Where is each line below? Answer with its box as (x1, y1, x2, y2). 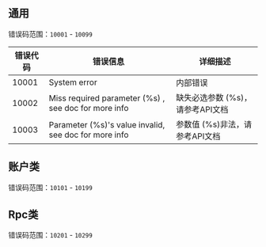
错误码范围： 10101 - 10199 (8, 182, 93, 192)
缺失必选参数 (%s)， (175, 92, 252, 103)
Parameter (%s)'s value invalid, (48, 119, 165, 130)
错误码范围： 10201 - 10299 (8, 230, 93, 240)
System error (48, 77, 97, 88)
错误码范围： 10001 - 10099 (8, 29, 93, 39)
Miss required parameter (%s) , (48, 93, 165, 104)
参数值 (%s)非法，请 (175, 119, 252, 130)
